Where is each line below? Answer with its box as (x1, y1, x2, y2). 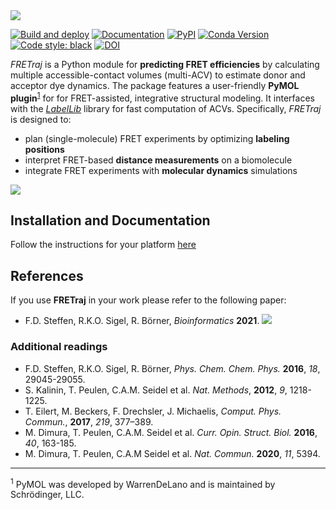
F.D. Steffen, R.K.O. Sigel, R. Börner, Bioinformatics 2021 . (24, 315, 260, 327)
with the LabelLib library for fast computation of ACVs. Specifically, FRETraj (10, 102, 322, 114)
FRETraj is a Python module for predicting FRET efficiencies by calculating (10, 59, 320, 70)
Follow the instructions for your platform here (10, 239, 197, 251)
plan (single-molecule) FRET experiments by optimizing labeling (24, 132, 290, 144)
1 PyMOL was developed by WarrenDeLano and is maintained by (10, 476, 276, 490)
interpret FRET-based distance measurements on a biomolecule (24, 154, 293, 166)
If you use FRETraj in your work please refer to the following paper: (10, 294, 287, 306)
